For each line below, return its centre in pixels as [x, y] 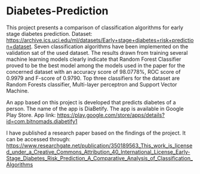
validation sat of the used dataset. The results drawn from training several [97, 52]
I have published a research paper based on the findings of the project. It [96, 133]
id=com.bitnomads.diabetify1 [42, 121]
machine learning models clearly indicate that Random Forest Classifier [94, 59]
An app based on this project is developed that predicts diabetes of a [91, 102]
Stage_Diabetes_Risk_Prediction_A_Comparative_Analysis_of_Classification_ [99, 158]
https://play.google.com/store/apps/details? [111, 115]
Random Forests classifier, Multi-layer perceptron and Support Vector [92, 84]
